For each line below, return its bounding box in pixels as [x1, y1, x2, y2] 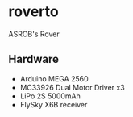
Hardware [8, 52, 59, 66]
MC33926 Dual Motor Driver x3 [19, 82, 125, 92]
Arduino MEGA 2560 [19, 73, 89, 83]
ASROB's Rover [8, 29, 60, 39]
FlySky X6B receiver [19, 99, 88, 109]
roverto [8, 2, 59, 21]
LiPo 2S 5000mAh [19, 91, 81, 101]
